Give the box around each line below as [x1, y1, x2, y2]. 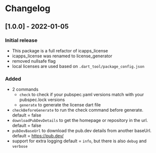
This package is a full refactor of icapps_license [12, 48, 108, 53]
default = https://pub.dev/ [12, 133, 64, 139]
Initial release [5, 37, 38, 44]
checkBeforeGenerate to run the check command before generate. [12, 107, 143, 113]
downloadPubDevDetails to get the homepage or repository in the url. [12, 118, 148, 123]
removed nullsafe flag [12, 58, 56, 64]
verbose [12, 144, 28, 149]
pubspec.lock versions [19, 97, 65, 102]
